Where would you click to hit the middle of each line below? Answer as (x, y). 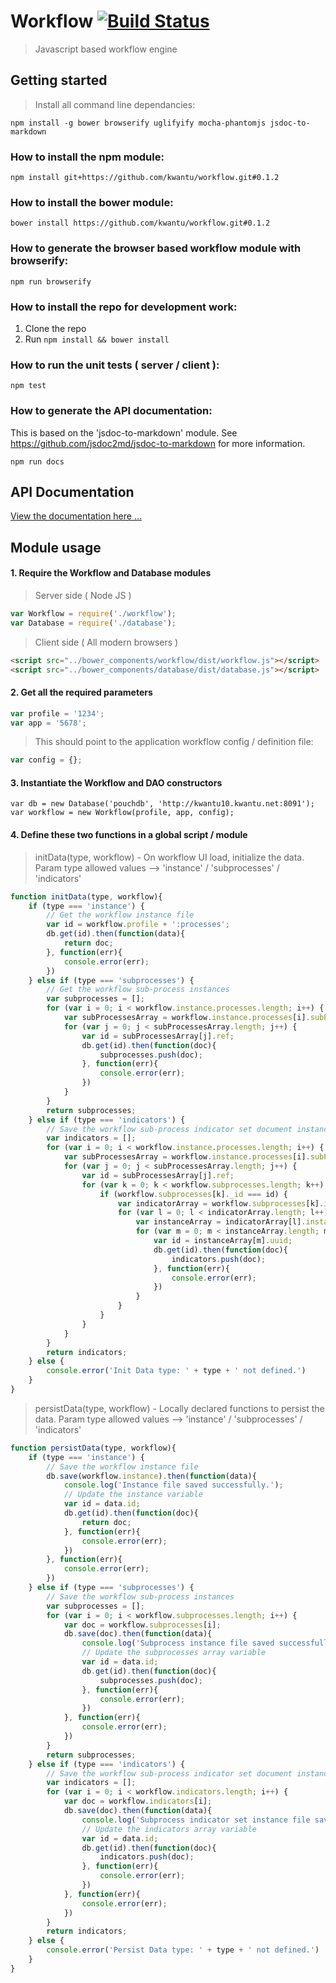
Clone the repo (55, 328)
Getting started (59, 80)
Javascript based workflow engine (106, 49)
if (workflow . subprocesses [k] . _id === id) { (193, 1194)
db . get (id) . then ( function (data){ (116, 934)
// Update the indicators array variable (169, 1829)
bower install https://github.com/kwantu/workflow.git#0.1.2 (140, 223)
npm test (28, 386)
